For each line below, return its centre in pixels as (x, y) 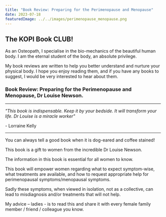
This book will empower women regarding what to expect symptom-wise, (80, 169)
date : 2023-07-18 (23, 14)
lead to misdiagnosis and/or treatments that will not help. (63, 195)
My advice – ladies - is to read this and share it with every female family (78, 204)
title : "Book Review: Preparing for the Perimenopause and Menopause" (79, 10)
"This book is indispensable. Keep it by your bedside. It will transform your (81, 111)
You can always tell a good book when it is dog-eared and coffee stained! (80, 140)
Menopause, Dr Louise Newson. (44, 96)
